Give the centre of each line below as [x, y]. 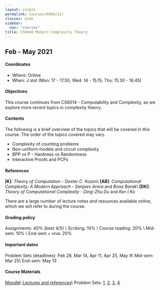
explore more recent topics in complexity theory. [54, 107]
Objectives [16, 91]
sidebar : [14, 23]
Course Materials [23, 272]
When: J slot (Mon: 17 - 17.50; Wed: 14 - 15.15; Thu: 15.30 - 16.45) [77, 80]
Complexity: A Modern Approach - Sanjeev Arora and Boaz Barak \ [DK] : [78, 187]
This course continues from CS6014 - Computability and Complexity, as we [80, 102]
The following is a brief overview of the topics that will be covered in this [78, 129]
